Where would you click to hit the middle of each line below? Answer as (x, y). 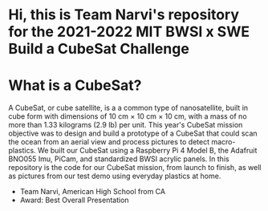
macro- (223, 142)
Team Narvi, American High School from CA (93, 192)
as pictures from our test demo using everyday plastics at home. (115, 176)
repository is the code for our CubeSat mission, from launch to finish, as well (135, 168)
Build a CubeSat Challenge (99, 49)
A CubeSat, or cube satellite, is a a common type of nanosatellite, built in (128, 108)
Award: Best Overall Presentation (75, 200)
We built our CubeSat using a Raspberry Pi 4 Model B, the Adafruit (147, 151)
